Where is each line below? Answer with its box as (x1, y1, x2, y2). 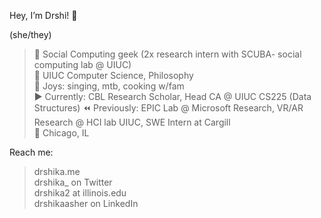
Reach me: (9, 146, 54, 158)
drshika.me (33, 166, 81, 177)
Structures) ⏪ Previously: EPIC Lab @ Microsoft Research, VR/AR (33, 102, 304, 114)
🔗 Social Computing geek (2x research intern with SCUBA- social (33, 48, 302, 60)
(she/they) (9, 29, 52, 40)
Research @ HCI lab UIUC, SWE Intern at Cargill (33, 116, 231, 128)
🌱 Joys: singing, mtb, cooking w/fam (33, 80, 185, 92)
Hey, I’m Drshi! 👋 (9, 10, 78, 21)
